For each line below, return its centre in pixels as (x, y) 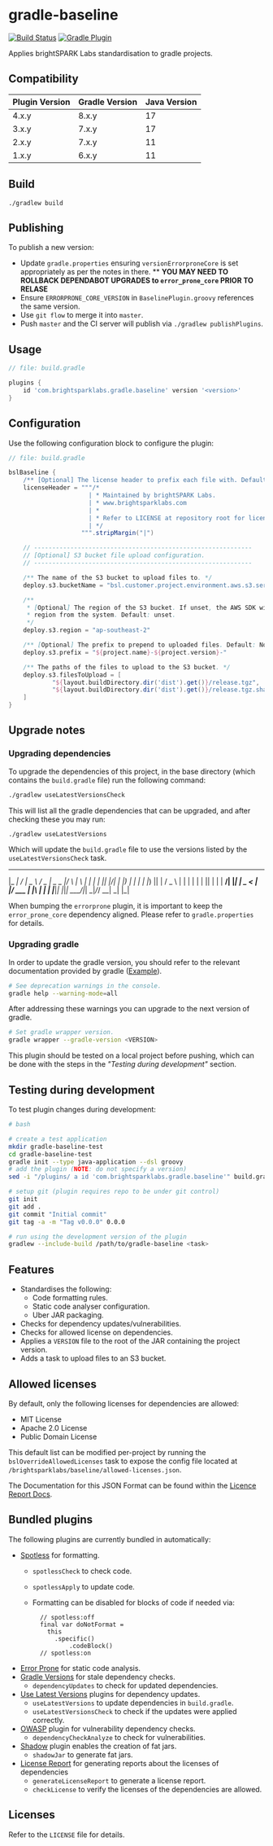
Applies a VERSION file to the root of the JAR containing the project (130, 1341)
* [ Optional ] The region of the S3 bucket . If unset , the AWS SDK (141, 607)
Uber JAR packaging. (68, 1315)
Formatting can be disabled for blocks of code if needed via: (134, 1603)
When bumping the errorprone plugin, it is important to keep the (116, 906)
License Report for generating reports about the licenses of (119, 1763)
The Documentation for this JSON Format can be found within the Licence (132, 1485)
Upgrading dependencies (60, 753)
